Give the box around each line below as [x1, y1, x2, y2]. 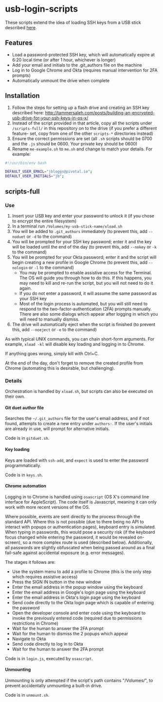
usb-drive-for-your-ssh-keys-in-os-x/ [12, 115, 89, 121]
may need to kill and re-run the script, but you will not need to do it [19, 280, 153, 286]
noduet [12, 234, 26, 239]
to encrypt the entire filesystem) [12, 218, 77, 224]
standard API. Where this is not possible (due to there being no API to [5, 519, 145, 524]
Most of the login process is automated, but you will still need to [19, 301, 147, 306]
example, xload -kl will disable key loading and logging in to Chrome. [5, 341, 145, 347]
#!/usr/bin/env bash [5, 161, 47, 165]
